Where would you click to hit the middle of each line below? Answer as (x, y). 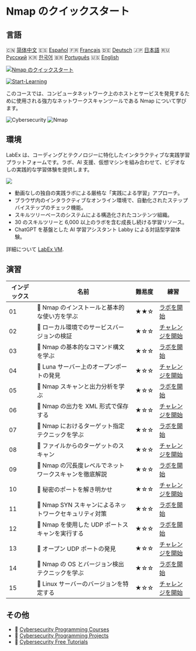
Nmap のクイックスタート (68, 11)
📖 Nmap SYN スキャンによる (76, 505)
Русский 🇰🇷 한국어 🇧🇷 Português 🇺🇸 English (63, 57)
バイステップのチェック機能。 (50, 207)
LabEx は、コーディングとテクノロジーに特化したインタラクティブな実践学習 (98, 154)
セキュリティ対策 (83, 514)
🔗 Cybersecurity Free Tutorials (51, 642)
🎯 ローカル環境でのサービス (75, 327)
